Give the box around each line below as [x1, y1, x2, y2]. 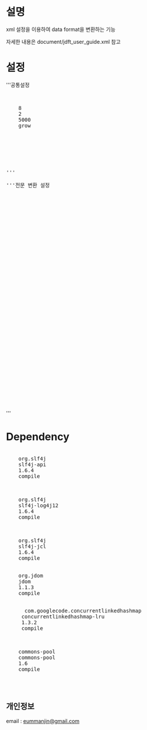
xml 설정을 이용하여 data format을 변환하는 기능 [6, 26, 116, 33]
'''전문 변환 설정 [6, 182, 50, 188]
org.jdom [18, 572, 44, 579]
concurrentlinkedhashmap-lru [21, 613, 105, 620]
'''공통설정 [6, 81, 30, 88]
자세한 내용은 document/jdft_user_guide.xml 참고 [6, 38, 121, 45]
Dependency [6, 431, 70, 443]
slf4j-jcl [18, 543, 47, 550]
